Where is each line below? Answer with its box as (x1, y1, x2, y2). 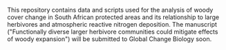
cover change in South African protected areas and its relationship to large (7, 13, 220, 21)
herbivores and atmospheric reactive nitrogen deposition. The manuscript (7, 21, 218, 28)
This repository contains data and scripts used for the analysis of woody (7, 6, 214, 14)
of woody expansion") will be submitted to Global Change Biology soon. (7, 35, 212, 43)
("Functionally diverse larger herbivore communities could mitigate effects (7, 27, 218, 36)
